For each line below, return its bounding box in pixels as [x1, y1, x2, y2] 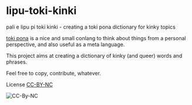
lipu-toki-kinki [6, 4, 77, 17]
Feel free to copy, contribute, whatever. [6, 69, 102, 76]
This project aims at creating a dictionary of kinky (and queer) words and [6, 52, 183, 59]
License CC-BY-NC [6, 80, 53, 88]
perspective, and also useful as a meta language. [6, 41, 125, 48]
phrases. [6, 58, 28, 65]
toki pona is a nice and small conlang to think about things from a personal [6, 34, 186, 41]
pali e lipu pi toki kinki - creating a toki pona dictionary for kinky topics [6, 23, 176, 30]
